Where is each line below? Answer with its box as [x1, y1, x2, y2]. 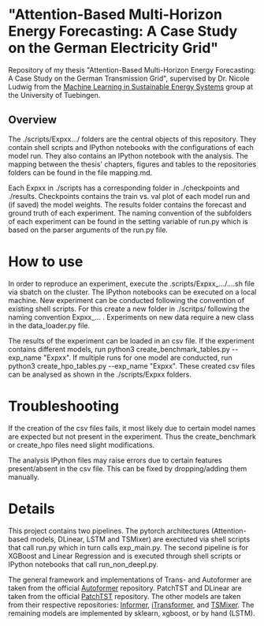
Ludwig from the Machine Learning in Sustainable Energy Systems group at [8, 81, 254, 92]
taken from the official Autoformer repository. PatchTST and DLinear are [8, 583, 243, 593]
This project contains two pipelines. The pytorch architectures [8, 526, 210, 535]
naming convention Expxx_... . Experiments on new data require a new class [8, 312, 255, 321]
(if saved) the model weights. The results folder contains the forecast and [8, 200, 247, 209]
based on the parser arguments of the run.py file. [8, 225, 168, 234]
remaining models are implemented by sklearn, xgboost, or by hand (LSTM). [8, 608, 255, 617]
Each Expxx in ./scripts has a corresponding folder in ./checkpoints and [8, 183, 240, 193]
